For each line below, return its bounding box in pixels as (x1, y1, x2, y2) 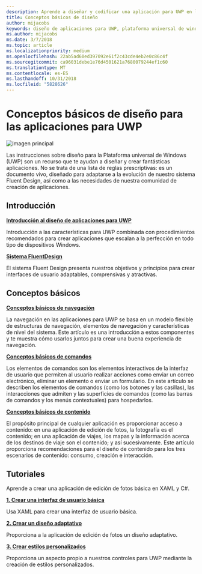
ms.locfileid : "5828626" (6, 82, 69, 88)
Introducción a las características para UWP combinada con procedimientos (6, 228, 195, 235)
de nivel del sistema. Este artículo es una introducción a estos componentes (6, 328, 195, 336)
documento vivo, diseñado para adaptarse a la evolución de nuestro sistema (6, 171, 195, 178)
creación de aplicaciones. (6, 183, 70, 190)
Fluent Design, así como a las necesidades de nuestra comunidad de (6, 177, 177, 184)
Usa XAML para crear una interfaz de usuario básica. (6, 508, 138, 515)
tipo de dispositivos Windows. (6, 241, 81, 248)
